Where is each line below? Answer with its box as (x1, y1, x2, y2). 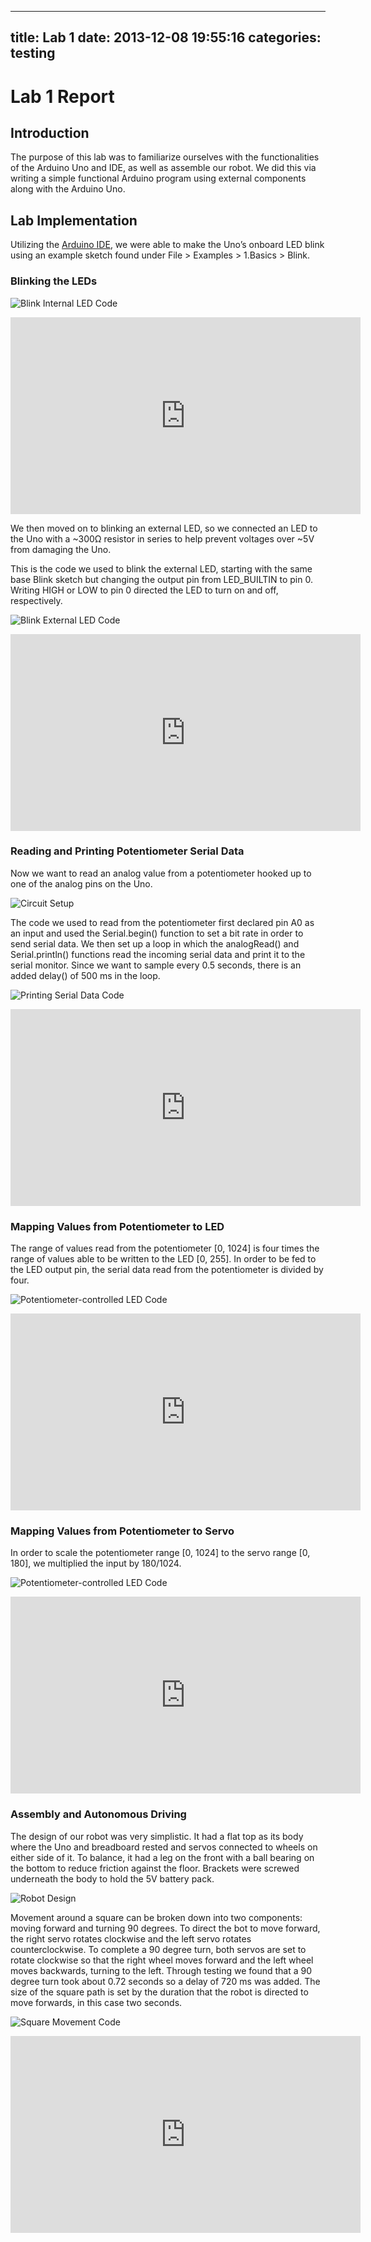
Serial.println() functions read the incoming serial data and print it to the (10, 948, 306, 960)
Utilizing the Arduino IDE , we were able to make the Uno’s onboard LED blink (10, 239, 325, 251)
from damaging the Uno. (10, 543, 112, 555)
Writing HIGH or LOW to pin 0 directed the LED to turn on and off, (10, 584, 279, 596)
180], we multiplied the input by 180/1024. (10, 1557, 182, 1570)
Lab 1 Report (10, 85, 115, 108)
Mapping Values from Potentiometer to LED (10, 1219, 225, 1233)
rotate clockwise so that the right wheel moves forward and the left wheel (10, 1954, 314, 1966)
